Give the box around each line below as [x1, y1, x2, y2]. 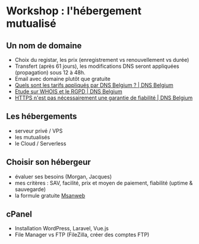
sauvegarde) [14, 186, 46, 193]
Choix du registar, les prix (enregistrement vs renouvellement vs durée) [14, 57, 189, 63]
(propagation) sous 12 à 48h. [14, 69, 86, 76]
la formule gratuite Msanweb [14, 192, 86, 199]
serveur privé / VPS [14, 127, 63, 134]
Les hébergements [6, 111, 77, 121]
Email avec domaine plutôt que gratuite [14, 76, 111, 82]
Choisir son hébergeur [6, 157, 91, 167]
